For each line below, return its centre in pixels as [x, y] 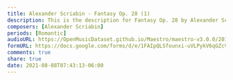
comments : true [29, 53]
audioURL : [21, 40]
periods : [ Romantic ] [37, 33]
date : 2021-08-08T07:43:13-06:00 [55, 65]
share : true [24, 59]
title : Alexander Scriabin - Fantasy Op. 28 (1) [79, 14]
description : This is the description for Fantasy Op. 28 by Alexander [113, 20]
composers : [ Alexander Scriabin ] [55, 26]
